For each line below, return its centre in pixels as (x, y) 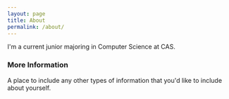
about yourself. (29, 88)
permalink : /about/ (36, 27)
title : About (26, 20)
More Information (38, 65)
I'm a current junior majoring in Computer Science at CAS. (92, 47)
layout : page (26, 14)
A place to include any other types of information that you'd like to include (115, 80)
